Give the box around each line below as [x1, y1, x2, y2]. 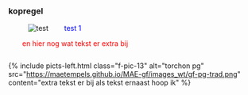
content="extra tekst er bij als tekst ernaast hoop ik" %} [8, 78, 192, 88]
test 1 [64, 24, 82, 33]
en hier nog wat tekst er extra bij [22, 39, 129, 48]
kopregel [8, 6, 44, 17]
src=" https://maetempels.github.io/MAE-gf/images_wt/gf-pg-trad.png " [8, 70, 241, 79]
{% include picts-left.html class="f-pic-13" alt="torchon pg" [8, 61, 204, 70]
